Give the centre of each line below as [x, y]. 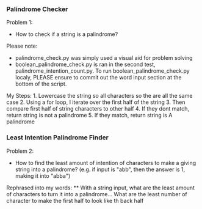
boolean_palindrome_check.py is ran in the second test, [85, 64]
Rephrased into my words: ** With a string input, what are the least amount [101, 188]
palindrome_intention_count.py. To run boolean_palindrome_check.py [103, 71]
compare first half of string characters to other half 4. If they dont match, [98, 109]
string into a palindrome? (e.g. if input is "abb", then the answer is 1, [100, 169]
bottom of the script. [41, 84]
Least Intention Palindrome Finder [57, 137]
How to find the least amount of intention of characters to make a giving [106, 163]
